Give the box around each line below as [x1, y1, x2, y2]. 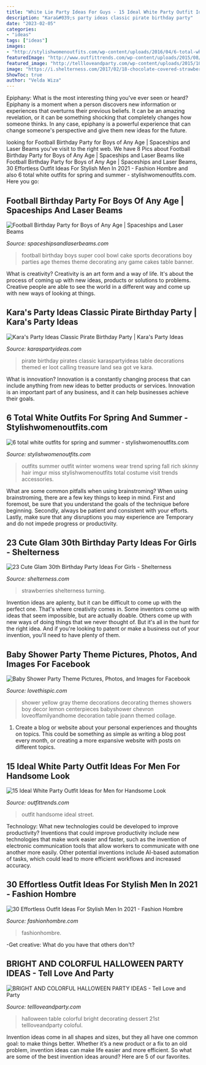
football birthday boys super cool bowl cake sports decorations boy [21, 251, 193, 259]
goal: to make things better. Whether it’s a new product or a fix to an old [6, 1040, 188, 1047]
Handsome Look [6, 771, 71, 781]
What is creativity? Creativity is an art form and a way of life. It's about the [6, 270, 194, 277]
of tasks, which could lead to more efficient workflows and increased [6, 855, 181, 862]
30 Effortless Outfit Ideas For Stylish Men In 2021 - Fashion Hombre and [6, 165, 188, 172]
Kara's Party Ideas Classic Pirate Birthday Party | [6, 307, 197, 318]
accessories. [21, 475, 54, 483]
